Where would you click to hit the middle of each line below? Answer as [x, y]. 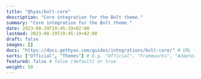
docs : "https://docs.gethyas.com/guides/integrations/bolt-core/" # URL [99, 50]
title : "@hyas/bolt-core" [38, 12]
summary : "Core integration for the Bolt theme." [69, 23]
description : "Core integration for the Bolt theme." [75, 17]
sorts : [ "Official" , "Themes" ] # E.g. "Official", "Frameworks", [89, 56]
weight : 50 [20, 67]
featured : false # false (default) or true [61, 61]
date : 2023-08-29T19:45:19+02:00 [48, 28]
